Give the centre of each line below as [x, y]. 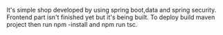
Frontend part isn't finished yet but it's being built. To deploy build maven [111, 17]
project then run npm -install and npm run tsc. [72, 24]
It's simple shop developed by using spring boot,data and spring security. [111, 10]
